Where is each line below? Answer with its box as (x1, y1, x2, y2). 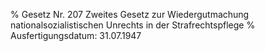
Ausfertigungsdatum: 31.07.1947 (10, 30, 142, 41)
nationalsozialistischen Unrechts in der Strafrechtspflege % (10, 19, 256, 31)
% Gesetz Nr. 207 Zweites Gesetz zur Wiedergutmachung (10, 9, 250, 20)
